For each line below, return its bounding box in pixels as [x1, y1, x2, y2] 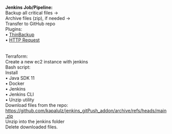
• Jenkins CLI [5, 92, 34, 97]
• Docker [5, 80, 25, 86]
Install [5, 70, 18, 76]
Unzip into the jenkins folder [5, 119, 65, 124]
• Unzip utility [5, 97, 34, 103]
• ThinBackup [5, 32, 35, 37]
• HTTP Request [5, 37, 40, 43]
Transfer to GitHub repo [5, 20, 55, 27]
